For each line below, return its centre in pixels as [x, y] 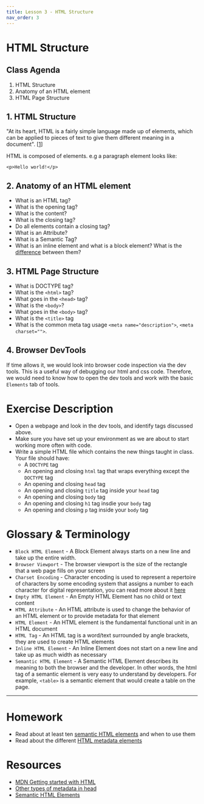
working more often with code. [53, 445]
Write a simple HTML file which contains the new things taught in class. [104, 451]
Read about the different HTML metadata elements [79, 740]
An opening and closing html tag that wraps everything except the [107, 471]
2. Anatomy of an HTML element [69, 186]
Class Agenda [33, 70]
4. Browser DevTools [46, 350]
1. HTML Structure [41, 116]
